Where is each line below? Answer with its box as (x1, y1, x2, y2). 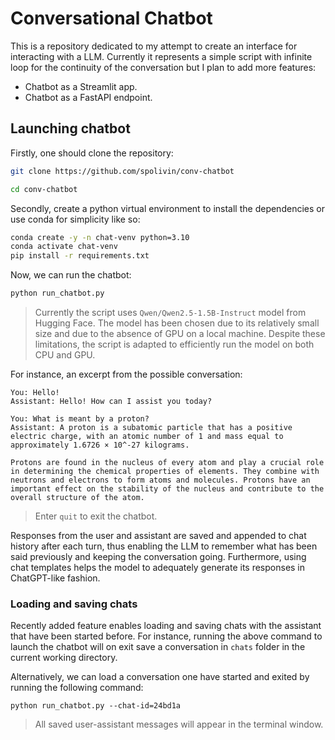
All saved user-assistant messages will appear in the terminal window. (34, 718, 324, 731)
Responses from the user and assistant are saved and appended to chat (10, 530, 307, 541)
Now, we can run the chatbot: (10, 269, 132, 281)
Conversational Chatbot (10, 7, 213, 30)
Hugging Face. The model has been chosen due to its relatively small (34, 317, 320, 329)
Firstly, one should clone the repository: (10, 147, 174, 159)
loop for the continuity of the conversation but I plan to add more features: (10, 61, 317, 73)
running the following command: (10, 682, 144, 694)
